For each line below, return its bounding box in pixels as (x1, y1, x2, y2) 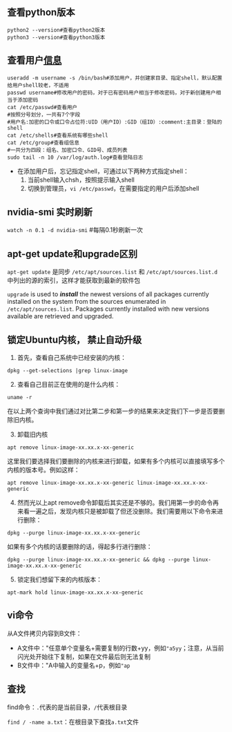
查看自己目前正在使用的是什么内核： (17, 381, 121, 389)
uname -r (7, 394, 32, 401)
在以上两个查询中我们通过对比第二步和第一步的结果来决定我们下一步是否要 (7, 407, 219, 416)
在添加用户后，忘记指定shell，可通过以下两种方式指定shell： (17, 166, 190, 175)
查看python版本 (7, 6, 75, 19)
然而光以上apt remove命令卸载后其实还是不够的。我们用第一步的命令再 (17, 499, 220, 507)
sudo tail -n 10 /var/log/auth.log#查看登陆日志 (7, 154, 144, 161)
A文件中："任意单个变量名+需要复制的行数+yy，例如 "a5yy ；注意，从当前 (17, 644, 224, 652)
